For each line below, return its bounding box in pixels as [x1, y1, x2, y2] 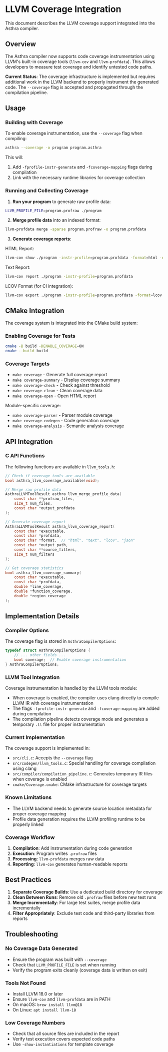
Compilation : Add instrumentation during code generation [12, 845, 132, 851]
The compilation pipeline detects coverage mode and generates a [12, 716, 148, 722]
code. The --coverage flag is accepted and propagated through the [5, 84, 143, 90]
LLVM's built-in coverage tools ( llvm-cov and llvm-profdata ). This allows [5, 59, 155, 65]
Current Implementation [5, 734, 65, 741]
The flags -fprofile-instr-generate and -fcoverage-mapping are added [12, 705, 160, 711]
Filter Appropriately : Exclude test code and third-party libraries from [12, 910, 155, 916]
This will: [5, 154, 23, 161]
